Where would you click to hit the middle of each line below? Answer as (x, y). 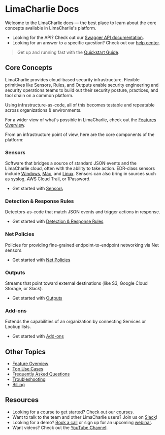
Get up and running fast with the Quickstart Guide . (68, 52)
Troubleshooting (29, 379)
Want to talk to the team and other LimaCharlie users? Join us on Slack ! (85, 417)
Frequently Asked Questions (41, 374)
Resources (22, 400)
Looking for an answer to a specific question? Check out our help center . (86, 42)
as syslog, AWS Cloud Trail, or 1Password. (48, 179)
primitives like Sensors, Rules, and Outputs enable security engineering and (82, 85)
